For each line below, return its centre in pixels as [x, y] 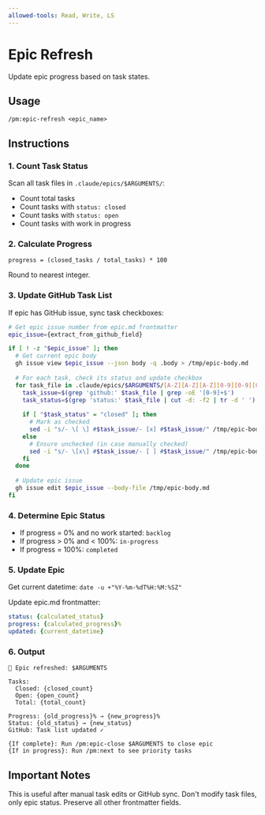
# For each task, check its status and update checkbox [109, 378]
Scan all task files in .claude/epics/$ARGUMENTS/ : [87, 183]
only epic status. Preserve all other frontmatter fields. [95, 802]
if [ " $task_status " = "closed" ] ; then [90, 415]
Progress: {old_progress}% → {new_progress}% [84, 716]
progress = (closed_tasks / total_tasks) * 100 [88, 260]
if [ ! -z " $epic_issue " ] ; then [63, 349]
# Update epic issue [49, 481]
